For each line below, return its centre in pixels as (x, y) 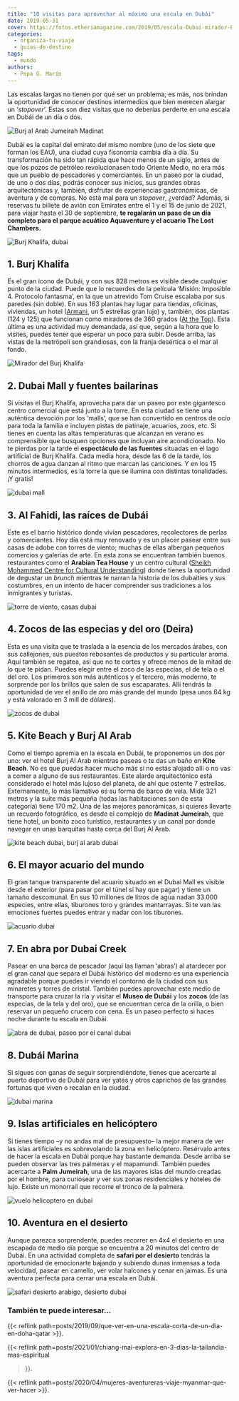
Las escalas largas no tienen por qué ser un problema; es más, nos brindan (117, 94)
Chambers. (24, 228)
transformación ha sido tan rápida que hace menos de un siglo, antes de (113, 160)
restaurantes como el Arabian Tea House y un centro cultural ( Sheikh (109, 562)
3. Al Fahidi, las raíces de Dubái (78, 515)
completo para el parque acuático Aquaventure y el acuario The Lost (111, 220)
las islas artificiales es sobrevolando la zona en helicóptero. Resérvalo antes (119, 1148)
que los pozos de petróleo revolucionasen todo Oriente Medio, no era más (116, 167)
